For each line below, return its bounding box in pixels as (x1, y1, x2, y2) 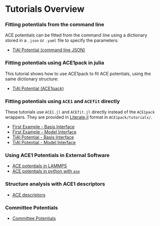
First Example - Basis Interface (12, 124, 75, 130)
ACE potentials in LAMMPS (12, 163, 67, 169)
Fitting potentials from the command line (5, 21, 104, 28)
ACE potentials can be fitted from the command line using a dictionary (5, 32, 148, 38)
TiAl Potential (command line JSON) (12, 47, 85, 53)
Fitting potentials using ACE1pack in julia (5, 59, 104, 66)
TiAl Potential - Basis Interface (12, 134, 74, 140)
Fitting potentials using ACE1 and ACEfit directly (5, 98, 120, 105)
